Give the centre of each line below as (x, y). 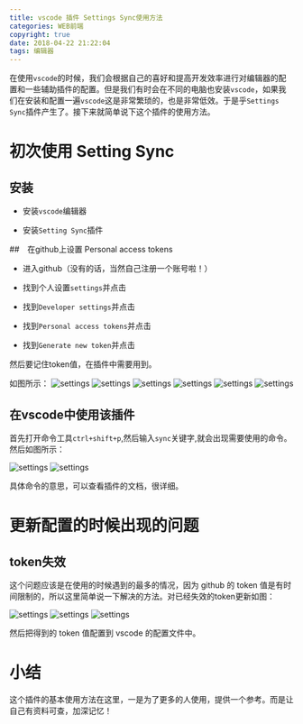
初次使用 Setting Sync (92, 152)
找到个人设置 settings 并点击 (74, 288)
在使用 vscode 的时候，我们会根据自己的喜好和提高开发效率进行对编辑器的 (144, 78)
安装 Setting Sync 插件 (63, 230)
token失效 (37, 561)
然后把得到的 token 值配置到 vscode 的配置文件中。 (105, 633)
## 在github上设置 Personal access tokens (91, 250)
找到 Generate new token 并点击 (78, 345)
